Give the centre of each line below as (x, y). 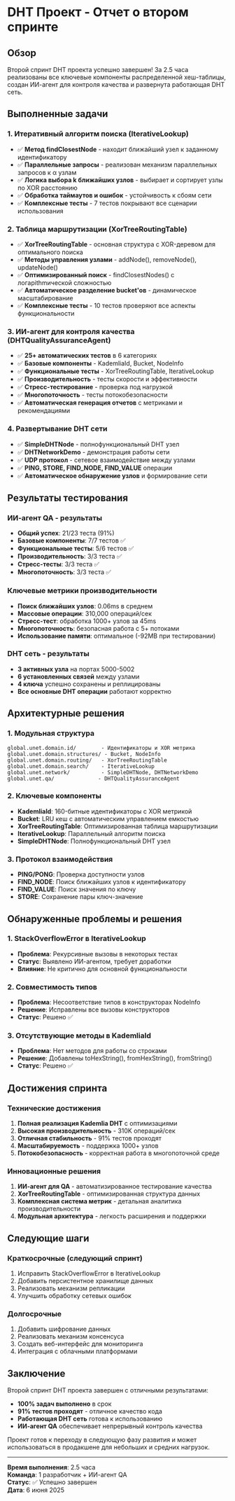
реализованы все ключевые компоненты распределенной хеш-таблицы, (116, 77)
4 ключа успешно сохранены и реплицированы (89, 684)
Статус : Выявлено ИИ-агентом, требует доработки (94, 961)
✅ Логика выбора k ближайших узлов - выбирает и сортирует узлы (120, 180)
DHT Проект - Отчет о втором (98, 12)
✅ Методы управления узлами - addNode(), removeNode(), (107, 259)
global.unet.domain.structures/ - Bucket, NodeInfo (84, 754)
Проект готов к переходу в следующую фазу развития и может (102, 1440)
